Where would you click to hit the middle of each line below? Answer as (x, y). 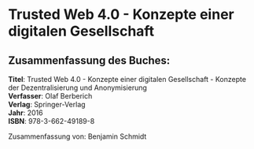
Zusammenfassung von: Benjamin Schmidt (77, 136)
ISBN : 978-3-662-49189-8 (52, 121)
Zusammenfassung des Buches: (89, 60)
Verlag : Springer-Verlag (47, 104)
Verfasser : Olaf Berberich (50, 96)
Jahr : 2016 (26, 113)
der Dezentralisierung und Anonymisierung (78, 88)
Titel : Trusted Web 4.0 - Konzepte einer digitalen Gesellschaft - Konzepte (127, 79)
